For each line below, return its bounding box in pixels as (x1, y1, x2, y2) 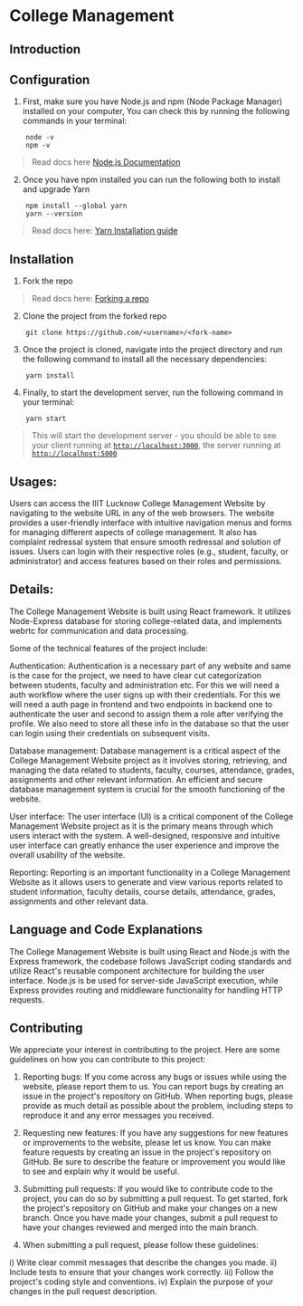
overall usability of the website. (9, 849, 126, 860)
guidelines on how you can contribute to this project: (9, 1054, 206, 1065)
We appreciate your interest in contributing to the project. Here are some (9, 1044, 280, 1055)
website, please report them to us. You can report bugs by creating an (22, 1081, 284, 1092)
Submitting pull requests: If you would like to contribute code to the (22, 1184, 273, 1195)
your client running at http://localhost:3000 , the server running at (31, 440, 281, 451)
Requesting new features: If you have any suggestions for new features (22, 1128, 289, 1138)
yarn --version (25, 209, 83, 218)
